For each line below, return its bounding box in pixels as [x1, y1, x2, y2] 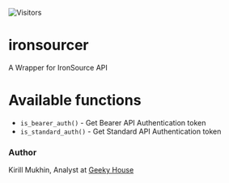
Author [8, 147, 37, 158]
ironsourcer [8, 36, 89, 54]
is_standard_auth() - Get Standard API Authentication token [19, 126, 222, 136]
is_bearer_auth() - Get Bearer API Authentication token [19, 117, 206, 127]
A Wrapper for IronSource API [8, 62, 108, 72]
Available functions [8, 91, 142, 109]
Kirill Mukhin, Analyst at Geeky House [8, 165, 134, 175]
